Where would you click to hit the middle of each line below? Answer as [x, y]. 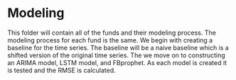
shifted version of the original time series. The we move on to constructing [116, 55]
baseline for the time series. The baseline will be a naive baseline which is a [118, 47]
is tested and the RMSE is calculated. [61, 70]
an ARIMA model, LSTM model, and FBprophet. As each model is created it [117, 62]
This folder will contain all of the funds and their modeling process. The [112, 33]
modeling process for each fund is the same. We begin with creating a [110, 40]
